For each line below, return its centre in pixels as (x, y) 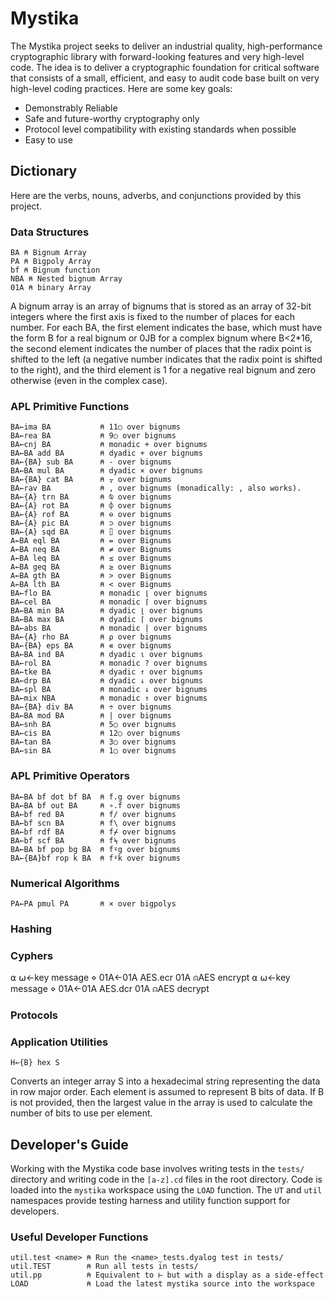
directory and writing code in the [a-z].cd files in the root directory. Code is (166, 1179)
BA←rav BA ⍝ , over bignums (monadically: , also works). (156, 488)
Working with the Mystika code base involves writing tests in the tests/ (157, 1169)
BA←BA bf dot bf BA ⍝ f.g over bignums (96, 797)
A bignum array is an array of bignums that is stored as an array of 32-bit (161, 306)
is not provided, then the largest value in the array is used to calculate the (161, 1103)
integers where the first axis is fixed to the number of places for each (152, 317)
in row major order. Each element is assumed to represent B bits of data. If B (167, 1092)
